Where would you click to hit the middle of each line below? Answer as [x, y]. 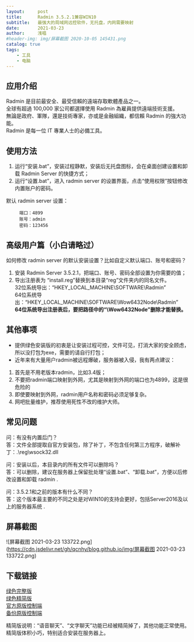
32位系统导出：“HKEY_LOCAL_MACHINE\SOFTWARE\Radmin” [90, 287]
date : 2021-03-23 [35, 28]
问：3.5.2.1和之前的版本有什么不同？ [50, 491]
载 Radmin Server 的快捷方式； [52, 173]
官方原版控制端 [24, 606]
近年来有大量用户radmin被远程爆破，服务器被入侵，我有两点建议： [95, 360]
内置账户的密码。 [35, 188]
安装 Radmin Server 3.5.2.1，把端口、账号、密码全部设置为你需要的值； [100, 272]
